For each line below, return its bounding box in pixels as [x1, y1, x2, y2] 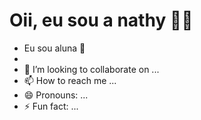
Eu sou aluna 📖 [23, 42, 86, 54]
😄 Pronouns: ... [23, 89, 89, 101]
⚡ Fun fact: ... [23, 100, 79, 112]
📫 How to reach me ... [23, 74, 117, 86]
